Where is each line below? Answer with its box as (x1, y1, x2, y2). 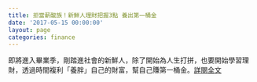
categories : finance (8, 33, 76, 41)
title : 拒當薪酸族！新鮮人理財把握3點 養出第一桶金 (8, 11, 157, 20)
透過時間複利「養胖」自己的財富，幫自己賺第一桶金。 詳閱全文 (21, 66, 222, 75)
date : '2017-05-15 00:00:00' (8, 19, 104, 27)
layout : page (8, 26, 51, 34)
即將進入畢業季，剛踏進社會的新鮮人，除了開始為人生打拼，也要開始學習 (8, 55, 242, 65)
